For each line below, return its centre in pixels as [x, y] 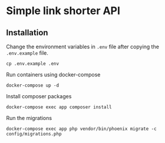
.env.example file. [27, 53]
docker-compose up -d [33, 85]
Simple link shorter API [63, 11]
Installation [27, 33]
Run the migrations [29, 118]
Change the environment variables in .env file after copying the [82, 46]
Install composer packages [39, 96]
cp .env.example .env [33, 64]
